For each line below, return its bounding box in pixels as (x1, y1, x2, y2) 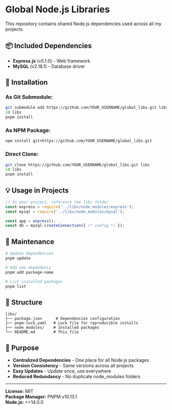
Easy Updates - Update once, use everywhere (12, 368, 112, 374)
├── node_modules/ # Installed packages (5, 325, 100, 330)
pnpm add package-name (5, 269, 54, 275)
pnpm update (5, 256, 31, 261)
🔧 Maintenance (5, 237, 55, 246)
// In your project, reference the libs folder (5, 199, 109, 205)
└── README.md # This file (5, 329, 79, 335)
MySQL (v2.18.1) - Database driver (12, 63, 85, 69)
